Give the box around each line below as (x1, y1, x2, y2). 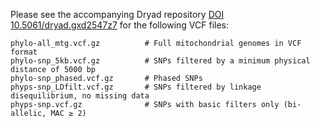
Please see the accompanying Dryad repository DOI (10, 9, 225, 20)
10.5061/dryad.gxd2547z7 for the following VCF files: (10, 19, 230, 31)
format (10, 47, 38, 57)
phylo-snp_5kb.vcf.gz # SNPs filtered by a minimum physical (10, 56, 311, 66)
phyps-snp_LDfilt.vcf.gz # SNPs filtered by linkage (10, 82, 262, 92)
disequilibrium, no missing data (10, 91, 150, 101)
